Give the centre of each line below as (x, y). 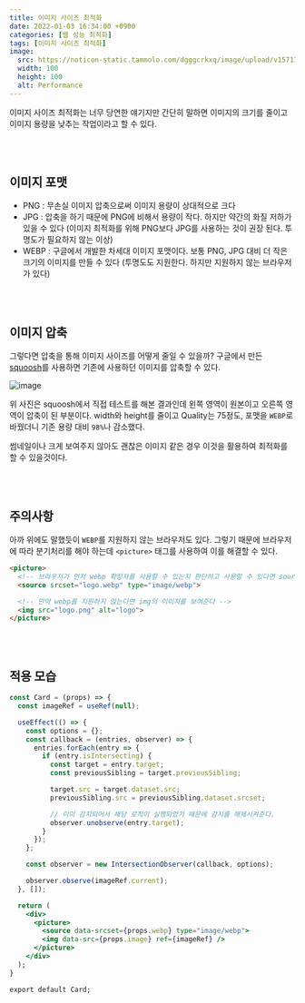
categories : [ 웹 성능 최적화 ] (61, 34)
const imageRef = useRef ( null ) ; (79, 706)
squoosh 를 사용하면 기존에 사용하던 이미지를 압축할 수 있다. (115, 368)
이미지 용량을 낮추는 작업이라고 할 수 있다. (83, 123)
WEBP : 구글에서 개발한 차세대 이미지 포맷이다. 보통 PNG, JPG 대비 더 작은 (155, 251)
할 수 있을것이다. (39, 457)
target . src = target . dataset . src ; (115, 790)
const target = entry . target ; (107, 765)
